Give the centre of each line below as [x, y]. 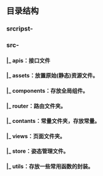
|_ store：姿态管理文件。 [38, 151]
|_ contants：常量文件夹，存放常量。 [53, 121]
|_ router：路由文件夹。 [36, 106]
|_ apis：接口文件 [29, 61]
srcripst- [20, 29]
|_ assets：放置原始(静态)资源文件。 [52, 76]
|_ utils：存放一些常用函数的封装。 [50, 166]
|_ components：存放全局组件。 [48, 91]
